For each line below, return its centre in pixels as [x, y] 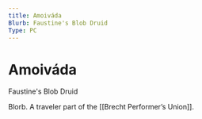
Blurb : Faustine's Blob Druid [58, 23]
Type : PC [23, 30]
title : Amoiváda [35, 15]
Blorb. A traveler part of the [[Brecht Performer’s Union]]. [101, 107]
